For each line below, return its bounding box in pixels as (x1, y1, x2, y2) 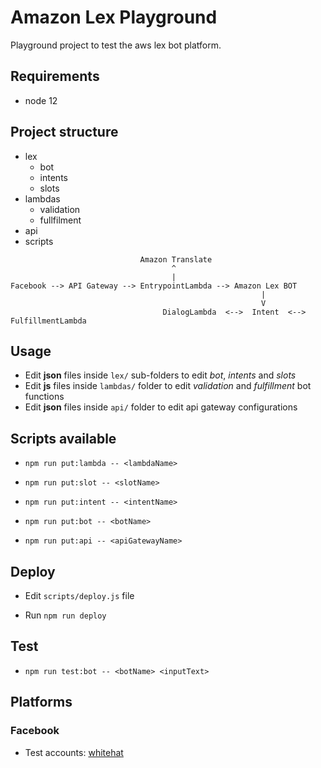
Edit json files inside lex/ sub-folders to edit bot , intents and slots (24, 369, 297, 381)
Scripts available (10, 430, 117, 447)
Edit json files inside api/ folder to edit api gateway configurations (24, 401, 298, 413)
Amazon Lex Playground (10, 6, 218, 29)
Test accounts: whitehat (24, 746, 124, 758)
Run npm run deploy (24, 609, 107, 621)
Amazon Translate (139, 254, 213, 265)
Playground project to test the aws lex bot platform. (10, 39, 222, 51)
